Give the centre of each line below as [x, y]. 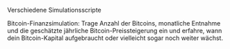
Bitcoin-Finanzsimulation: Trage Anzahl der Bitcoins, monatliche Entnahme [114, 23]
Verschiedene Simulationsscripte [55, 10]
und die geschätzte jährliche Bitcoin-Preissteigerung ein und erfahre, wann [115, 31]
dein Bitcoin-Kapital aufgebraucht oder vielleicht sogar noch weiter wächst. [115, 38]
